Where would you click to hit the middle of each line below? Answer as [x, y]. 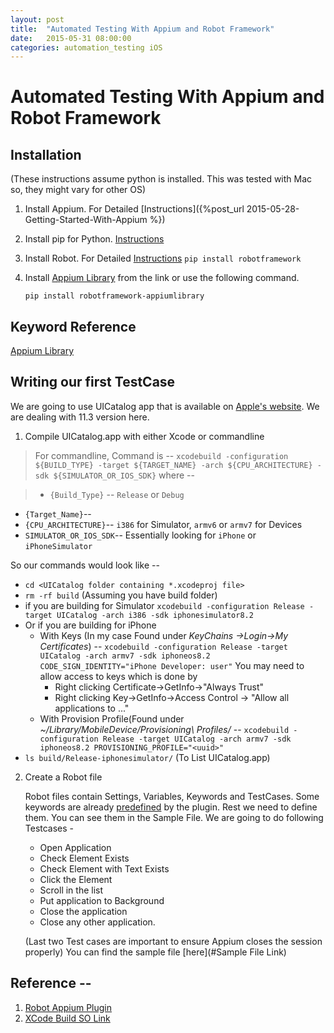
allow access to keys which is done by [118, 676]
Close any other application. [97, 922]
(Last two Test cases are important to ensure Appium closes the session [173, 941]
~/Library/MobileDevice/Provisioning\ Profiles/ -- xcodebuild [164, 729]
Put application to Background [102, 900]
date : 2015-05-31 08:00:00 [71, 38]
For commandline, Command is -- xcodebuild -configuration [161, 455]
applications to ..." [92, 708]
